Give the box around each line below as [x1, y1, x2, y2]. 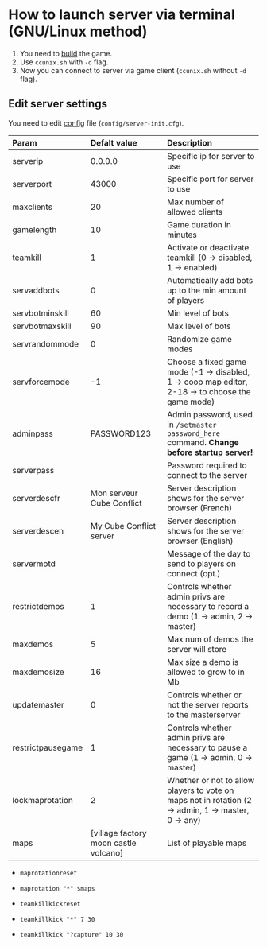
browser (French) [166, 503, 233, 514]
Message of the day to [166, 548, 251, 559]
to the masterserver [166, 709, 241, 720]
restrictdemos [12, 600, 65, 611]
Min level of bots [166, 308, 229, 319]
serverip [12, 155, 44, 166]
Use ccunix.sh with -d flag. [19, 57, 109, 67]
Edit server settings [8, 97, 107, 111]
